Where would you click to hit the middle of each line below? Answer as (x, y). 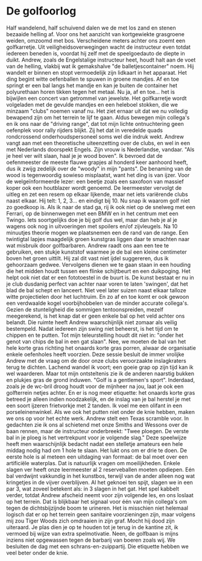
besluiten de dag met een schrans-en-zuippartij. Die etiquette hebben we (97, 546)
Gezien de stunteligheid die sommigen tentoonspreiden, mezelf (85, 309)
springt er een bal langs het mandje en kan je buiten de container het (92, 85)
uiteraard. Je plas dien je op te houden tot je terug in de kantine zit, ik (92, 527)
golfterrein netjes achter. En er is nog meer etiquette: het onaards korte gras (101, 392)
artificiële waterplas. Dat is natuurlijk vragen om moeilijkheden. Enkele (93, 463)
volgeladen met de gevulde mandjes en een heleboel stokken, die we (92, 104)
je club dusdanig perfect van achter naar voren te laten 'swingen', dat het (97, 284)
